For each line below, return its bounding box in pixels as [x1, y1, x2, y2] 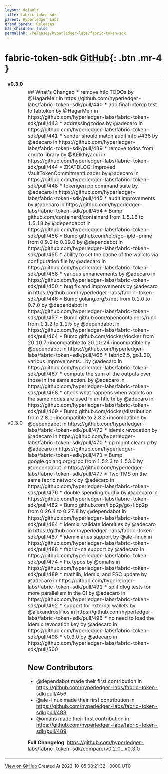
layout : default [5, 7, 39, 13]
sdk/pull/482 [27, 501, 58, 508]
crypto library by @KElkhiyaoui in [27, 151, 106, 158]
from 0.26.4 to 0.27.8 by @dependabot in [27, 508, 126, 515]
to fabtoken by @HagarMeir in [27, 107, 98, 114]
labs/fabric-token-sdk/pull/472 [27, 426, 103, 433]
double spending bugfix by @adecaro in [64, 489, 158, 496]
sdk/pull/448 [27, 182, 58, 189]
